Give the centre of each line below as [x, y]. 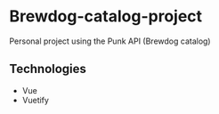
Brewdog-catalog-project [106, 16]
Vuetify [35, 100]
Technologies [48, 69]
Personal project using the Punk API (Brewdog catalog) [110, 41]
